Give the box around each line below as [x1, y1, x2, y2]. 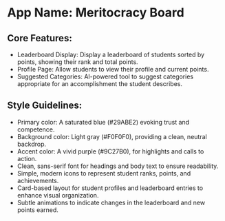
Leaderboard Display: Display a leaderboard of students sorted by [17, 50, 205, 59]
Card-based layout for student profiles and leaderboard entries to [17, 184, 204, 192]
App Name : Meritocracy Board [7, 5, 184, 21]
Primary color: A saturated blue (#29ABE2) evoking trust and [17, 118, 190, 126]
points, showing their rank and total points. [17, 58, 139, 66]
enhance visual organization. [17, 191, 99, 199]
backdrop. [17, 140, 47, 148]
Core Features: [7, 32, 72, 44]
